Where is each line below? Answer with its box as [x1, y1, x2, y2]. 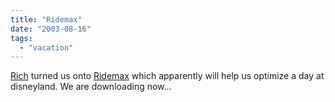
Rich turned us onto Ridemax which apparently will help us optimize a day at [10, 70, 325, 82]
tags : [10, 33, 33, 43]
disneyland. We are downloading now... [10, 81, 172, 93]
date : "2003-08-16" [10, 24, 92, 34]
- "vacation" [19, 42, 74, 53]
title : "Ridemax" [10, 14, 83, 25]
